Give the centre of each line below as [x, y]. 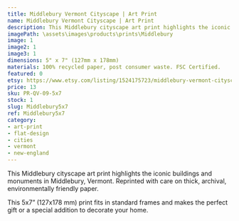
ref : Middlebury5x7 [36, 113]
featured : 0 [25, 73]
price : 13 [22, 87]
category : [22, 120]
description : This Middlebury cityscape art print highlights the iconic [119, 27]
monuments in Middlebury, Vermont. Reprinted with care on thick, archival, [117, 181]
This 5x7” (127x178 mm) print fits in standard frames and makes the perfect [118, 202]
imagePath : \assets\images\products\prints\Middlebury [90, 34]
